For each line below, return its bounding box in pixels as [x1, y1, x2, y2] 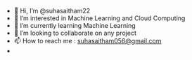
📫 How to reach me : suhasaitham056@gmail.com [13, 37, 162, 45]
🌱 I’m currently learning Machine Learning [13, 22, 136, 29]
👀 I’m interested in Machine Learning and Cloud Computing [13, 14, 186, 22]
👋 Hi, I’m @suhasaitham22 [13, 7, 91, 15]
